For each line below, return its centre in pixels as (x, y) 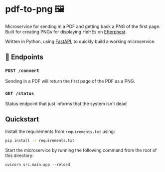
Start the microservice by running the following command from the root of (81, 150)
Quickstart (22, 119)
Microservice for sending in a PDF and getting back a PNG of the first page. (83, 26)
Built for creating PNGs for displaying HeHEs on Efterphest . (66, 31)
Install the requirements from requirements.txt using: (60, 131)
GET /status (20, 93)
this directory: (19, 155)
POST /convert (22, 71)
